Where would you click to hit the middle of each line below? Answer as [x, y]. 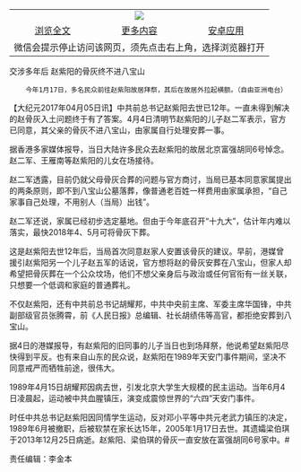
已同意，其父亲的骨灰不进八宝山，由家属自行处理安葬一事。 [119, 130]
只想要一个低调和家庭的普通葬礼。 [72, 285]
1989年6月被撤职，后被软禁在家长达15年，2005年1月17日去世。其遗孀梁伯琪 [150, 428]
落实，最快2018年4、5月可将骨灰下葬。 [82, 232]
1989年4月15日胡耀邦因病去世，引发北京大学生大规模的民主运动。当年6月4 [147, 387]
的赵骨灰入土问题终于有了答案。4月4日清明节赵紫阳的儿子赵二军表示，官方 [148, 119]
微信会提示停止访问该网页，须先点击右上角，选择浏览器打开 [140, 47]
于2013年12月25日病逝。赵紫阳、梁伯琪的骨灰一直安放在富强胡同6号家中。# [150, 440]
